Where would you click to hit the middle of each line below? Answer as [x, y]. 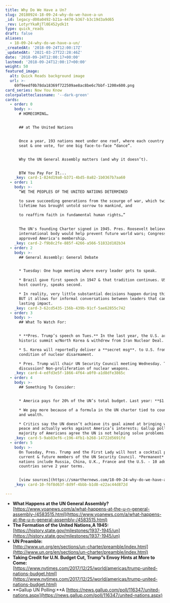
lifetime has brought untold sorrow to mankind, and [75, 206]
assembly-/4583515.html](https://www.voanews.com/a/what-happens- [87, 514]
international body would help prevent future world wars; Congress [92, 234]
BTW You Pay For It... [42, 173]
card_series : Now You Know [34, 90]
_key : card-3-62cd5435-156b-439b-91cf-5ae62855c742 [70, 308]
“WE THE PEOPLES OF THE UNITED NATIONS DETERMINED [73, 192]
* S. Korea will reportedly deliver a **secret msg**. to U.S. [87, 350]
